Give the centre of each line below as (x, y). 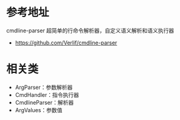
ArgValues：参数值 (39, 110)
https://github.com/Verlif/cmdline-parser (66, 43)
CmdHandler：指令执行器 (47, 94)
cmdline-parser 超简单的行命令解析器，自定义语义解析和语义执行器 (90, 30)
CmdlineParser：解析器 (44, 102)
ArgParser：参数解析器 (44, 87)
